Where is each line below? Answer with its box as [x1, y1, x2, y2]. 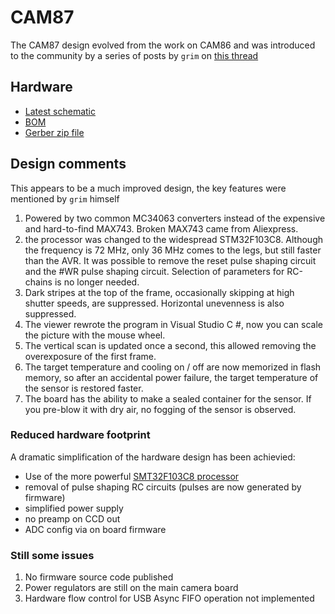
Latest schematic [24, 105, 97, 117]
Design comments [10, 156, 127, 173]
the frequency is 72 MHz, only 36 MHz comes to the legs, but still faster [24, 244, 322, 256]
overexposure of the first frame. [24, 350, 157, 362]
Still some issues [10, 548, 95, 562]
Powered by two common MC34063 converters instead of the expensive [24, 212, 326, 224]
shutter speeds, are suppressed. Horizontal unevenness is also [24, 297, 285, 309]
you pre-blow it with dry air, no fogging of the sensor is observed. [24, 403, 297, 415]
